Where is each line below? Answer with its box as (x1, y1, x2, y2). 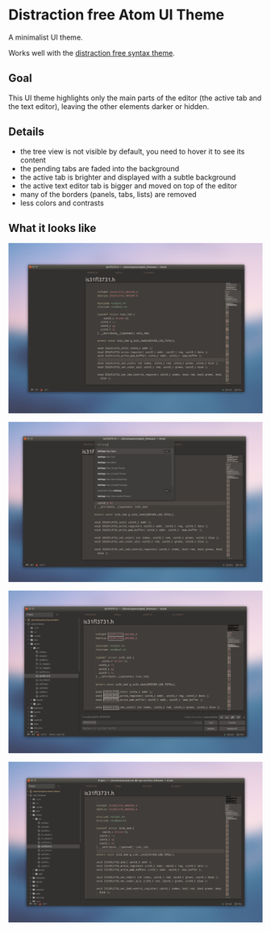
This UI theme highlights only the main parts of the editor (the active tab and (8, 93, 262, 103)
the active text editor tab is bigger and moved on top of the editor (19, 180, 238, 191)
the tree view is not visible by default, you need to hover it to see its (19, 146, 245, 156)
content (19, 155, 46, 165)
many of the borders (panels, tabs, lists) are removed (19, 189, 197, 199)
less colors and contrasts (19, 198, 105, 208)
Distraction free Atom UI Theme (8, 6, 224, 24)
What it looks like (8, 221, 97, 235)
